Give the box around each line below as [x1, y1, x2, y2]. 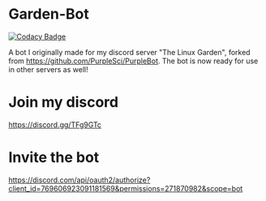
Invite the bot [8, 148, 100, 167]
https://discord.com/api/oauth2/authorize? [8, 175, 151, 185]
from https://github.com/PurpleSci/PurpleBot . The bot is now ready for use [8, 56, 259, 66]
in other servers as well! [8, 64, 88, 74]
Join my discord [8, 93, 119, 112]
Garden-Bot [8, 5, 89, 24]
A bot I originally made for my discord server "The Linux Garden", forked [8, 47, 251, 57]
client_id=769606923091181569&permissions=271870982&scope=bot [8, 183, 243, 193]
